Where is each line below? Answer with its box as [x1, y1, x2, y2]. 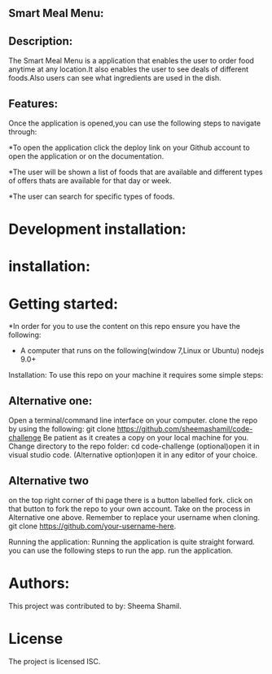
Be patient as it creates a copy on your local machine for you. [43, 433, 249, 443]
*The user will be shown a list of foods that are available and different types [8, 167, 263, 177]
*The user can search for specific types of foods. [8, 191, 175, 202]
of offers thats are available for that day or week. [8, 176, 173, 186]
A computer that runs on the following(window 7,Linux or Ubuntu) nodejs [20, 346, 265, 356]
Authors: [8, 574, 70, 593]
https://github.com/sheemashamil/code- [116, 424, 253, 434]
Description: [8, 34, 73, 48]
